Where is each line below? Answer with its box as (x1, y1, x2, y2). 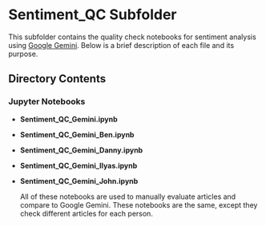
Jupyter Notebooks (8, 96, 86, 107)
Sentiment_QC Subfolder (8, 6, 177, 24)
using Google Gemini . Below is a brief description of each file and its (8, 40, 235, 50)
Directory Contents (8, 72, 107, 85)
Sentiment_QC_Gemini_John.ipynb (19, 176, 139, 185)
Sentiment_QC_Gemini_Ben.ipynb (19, 129, 135, 139)
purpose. (8, 49, 38, 58)
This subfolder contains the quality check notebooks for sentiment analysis (8, 32, 256, 42)
